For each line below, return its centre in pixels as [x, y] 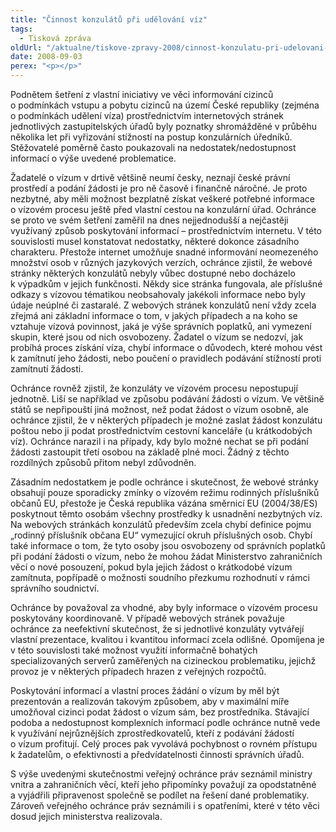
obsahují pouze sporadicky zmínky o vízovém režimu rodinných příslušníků [165, 492]
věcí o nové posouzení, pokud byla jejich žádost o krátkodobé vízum [151, 567]
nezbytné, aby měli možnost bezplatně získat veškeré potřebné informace [162, 199]
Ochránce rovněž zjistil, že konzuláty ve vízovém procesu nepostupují [154, 388]
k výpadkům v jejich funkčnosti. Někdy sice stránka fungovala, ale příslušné [166, 284]
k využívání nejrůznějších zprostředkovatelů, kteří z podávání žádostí [152, 733]
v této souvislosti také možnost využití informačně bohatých [134, 650]
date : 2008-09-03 [46, 57]
